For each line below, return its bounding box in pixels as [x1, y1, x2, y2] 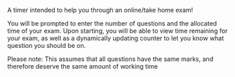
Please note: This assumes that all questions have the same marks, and [7, 55, 214, 63]
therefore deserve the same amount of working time [7, 62, 159, 70]
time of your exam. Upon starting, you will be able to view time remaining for [7, 27, 228, 35]
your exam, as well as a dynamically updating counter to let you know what [7, 34, 224, 42]
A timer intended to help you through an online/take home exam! [7, 6, 194, 14]
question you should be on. [7, 42, 86, 49]
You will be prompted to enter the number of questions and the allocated [7, 19, 217, 27]
